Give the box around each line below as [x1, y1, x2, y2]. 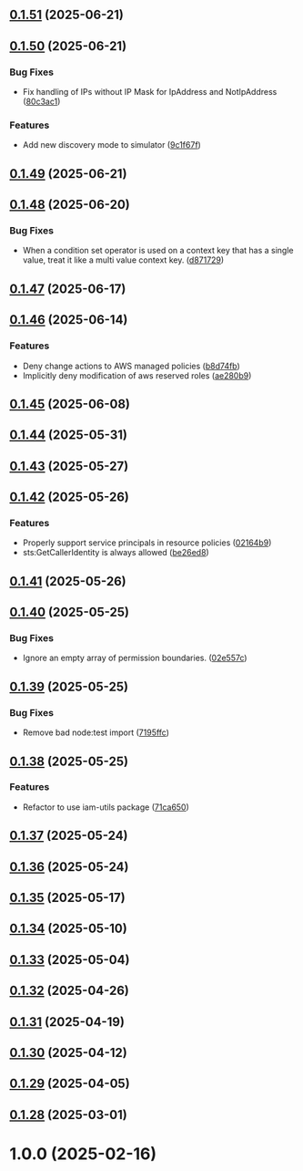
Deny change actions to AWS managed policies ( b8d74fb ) [22, 360, 241, 371]
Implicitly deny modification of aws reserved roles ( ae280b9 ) [22, 369, 252, 381]
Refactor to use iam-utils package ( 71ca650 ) [22, 802, 189, 813]
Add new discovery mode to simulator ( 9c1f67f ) [22, 140, 202, 150]
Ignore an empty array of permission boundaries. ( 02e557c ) [22, 652, 247, 664]
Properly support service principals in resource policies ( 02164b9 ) [22, 537, 272, 548]
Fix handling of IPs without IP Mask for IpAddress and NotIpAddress [22, 87, 278, 98]
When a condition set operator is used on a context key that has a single [22, 245, 294, 256]
